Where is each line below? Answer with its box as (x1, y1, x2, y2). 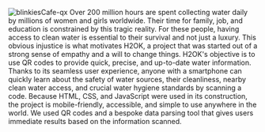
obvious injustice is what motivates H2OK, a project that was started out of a (8, 41, 258, 51)
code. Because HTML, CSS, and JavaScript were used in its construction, (8, 92, 248, 100)
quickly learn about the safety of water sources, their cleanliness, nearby (8, 75, 247, 84)
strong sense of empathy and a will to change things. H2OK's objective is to (8, 50, 256, 58)
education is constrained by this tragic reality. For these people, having (8, 25, 240, 33)
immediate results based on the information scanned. (8, 117, 182, 126)
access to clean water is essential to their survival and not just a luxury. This (8, 32, 257, 42)
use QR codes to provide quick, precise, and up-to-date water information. (8, 58, 252, 67)
